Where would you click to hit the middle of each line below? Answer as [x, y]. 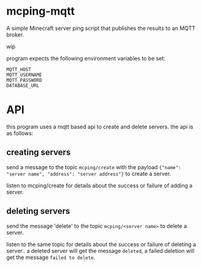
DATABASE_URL [23, 86]
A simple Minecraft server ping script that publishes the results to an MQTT [101, 28]
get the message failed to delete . [51, 257]
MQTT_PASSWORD [24, 80]
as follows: [20, 133]
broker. [15, 34]
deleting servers [38, 211]
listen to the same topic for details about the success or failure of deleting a [101, 244]
